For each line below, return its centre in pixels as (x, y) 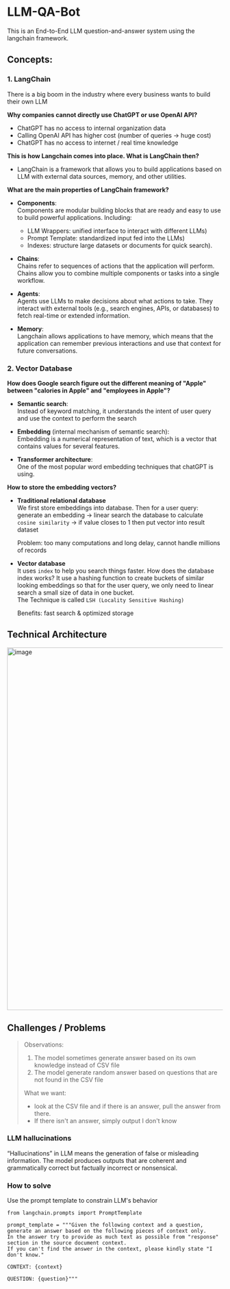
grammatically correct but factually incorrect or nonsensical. (92, 1168)
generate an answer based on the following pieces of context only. (107, 1231)
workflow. (31, 280)
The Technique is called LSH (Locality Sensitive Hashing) (101, 599)
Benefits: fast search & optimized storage (75, 613)
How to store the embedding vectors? (62, 487)
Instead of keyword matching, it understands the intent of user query (114, 411)
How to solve (29, 1186)
